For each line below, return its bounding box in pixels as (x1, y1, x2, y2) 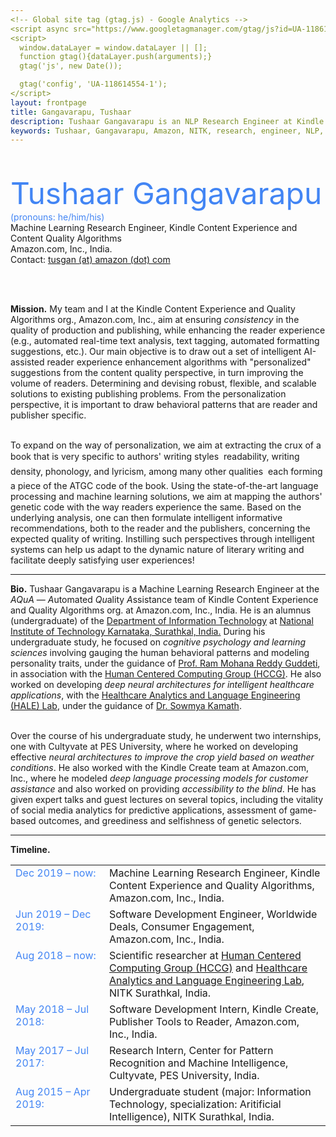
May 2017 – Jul (15, 1044, 90, 1058)
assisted (10, 356, 45, 368)
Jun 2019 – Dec (15, 907, 92, 921)
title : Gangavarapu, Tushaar (10, 107, 132, 117)
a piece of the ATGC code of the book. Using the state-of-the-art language (10, 480, 319, 492)
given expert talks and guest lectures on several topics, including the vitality (10, 794, 324, 806)
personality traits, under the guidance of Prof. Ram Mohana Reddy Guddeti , (10, 657, 321, 670)
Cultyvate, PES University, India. (109, 1069, 260, 1083)
